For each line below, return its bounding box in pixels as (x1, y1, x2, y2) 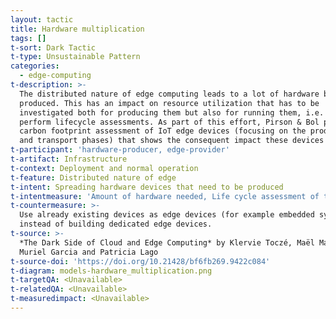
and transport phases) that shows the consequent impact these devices (19, 136, 325, 146)
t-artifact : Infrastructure (10, 154, 128, 164)
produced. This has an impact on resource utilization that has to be (19, 98, 320, 108)
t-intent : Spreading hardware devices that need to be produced (10, 182, 284, 192)
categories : (10, 61, 60, 71)
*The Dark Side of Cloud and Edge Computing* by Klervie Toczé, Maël (19, 237, 315, 248)
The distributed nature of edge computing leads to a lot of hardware (19, 89, 320, 99)
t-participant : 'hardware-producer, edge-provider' (10, 145, 230, 155)
